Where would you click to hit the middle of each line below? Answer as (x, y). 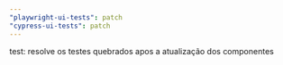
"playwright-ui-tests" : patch (66, 17)
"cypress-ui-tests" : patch (60, 26)
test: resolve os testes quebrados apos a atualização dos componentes (142, 51)
